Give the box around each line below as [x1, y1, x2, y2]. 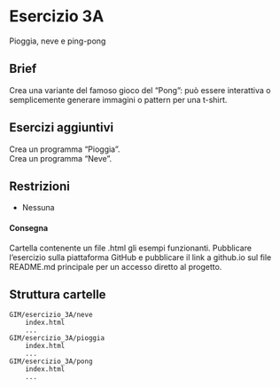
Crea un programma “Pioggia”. [9, 144, 121, 154]
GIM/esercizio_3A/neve [9, 311, 93, 320]
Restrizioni [9, 178, 71, 194]
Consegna [9, 222, 49, 233]
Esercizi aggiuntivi [9, 120, 114, 135]
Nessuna [21, 202, 55, 213]
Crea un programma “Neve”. [9, 153, 113, 163]
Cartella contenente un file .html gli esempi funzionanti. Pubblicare [9, 242, 253, 253]
